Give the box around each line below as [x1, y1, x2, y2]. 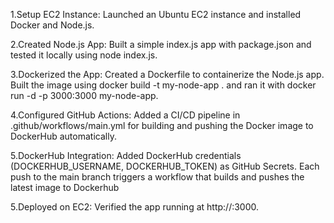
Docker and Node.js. [10, 19, 95, 31]
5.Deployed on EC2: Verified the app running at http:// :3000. [10, 201, 260, 213]
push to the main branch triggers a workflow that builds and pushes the [10, 171, 305, 183]
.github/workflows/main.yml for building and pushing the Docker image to [10, 120, 314, 131]
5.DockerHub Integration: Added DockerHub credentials [10, 150, 242, 161]
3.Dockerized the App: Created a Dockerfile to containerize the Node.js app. [10, 69, 325, 80]
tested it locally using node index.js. [10, 49, 158, 61]
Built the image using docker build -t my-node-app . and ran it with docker [10, 79, 317, 91]
